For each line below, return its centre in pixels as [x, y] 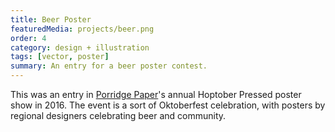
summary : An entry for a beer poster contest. [109, 66]
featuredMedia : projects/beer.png [82, 29]
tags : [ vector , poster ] [60, 57]
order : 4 [28, 38]
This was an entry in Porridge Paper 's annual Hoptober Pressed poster [156, 94]
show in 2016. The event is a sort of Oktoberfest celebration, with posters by [168, 105]
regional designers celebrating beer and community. [118, 115]
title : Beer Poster [51, 19]
